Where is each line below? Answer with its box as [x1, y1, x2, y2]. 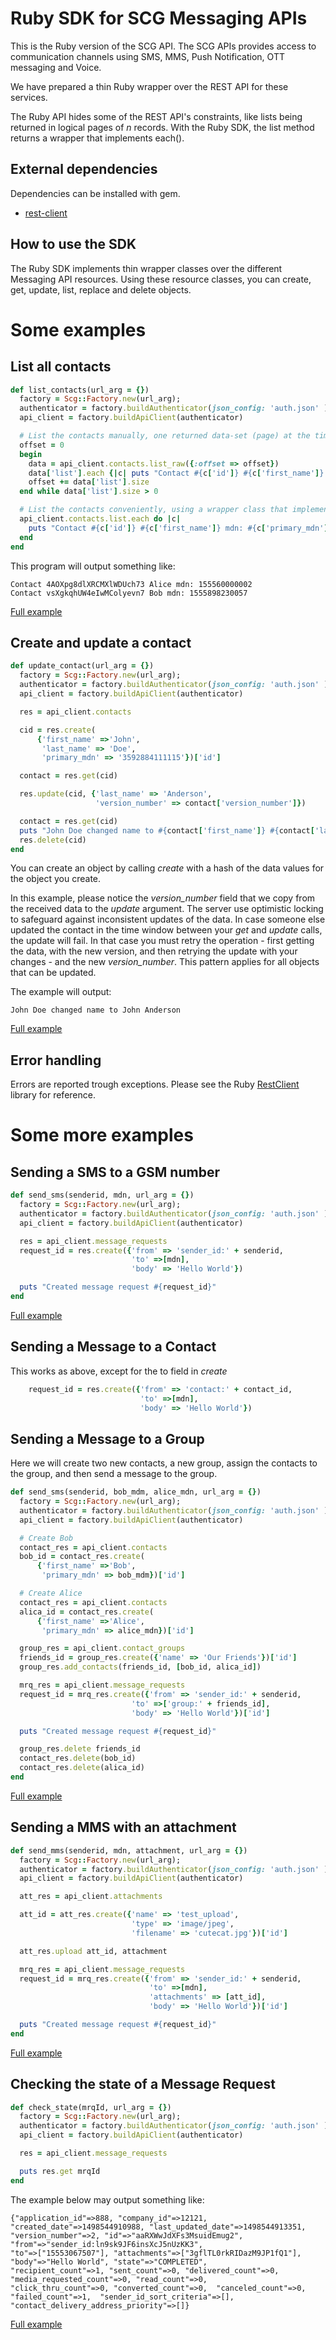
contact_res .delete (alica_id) [19, 1763, 145, 1773]
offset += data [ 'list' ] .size [28, 477, 150, 487]
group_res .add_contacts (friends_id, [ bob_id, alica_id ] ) [19, 1662, 262, 1672]
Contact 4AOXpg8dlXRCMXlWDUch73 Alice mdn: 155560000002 [10, 579, 253, 589]
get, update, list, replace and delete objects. [10, 283, 192, 296]
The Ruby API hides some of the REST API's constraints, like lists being [10, 110, 303, 122]
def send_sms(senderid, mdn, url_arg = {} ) [10, 1190, 195, 1201]
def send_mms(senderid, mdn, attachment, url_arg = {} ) [10, 1845, 248, 1856]
